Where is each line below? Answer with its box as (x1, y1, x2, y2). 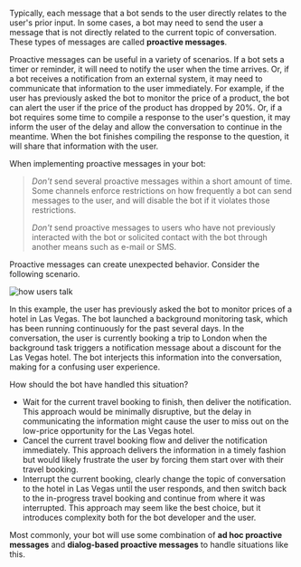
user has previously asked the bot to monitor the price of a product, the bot (9, 92, 290, 103)
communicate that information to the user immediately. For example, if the (9, 83, 285, 93)
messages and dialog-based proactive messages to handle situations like (9, 539, 289, 550)
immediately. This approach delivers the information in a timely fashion (22, 445, 287, 456)
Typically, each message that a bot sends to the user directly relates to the (9, 8, 287, 18)
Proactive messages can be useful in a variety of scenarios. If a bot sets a (9, 54, 285, 64)
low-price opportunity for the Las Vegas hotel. (22, 426, 195, 436)
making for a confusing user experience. (9, 361, 161, 372)
